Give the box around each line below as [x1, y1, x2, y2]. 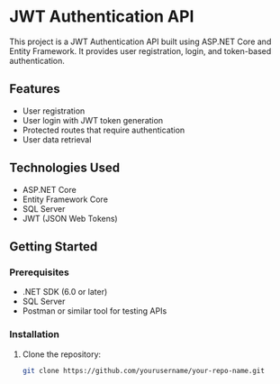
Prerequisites [9, 266, 69, 279]
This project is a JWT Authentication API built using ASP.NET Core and [9, 36, 272, 47]
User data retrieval [22, 133, 92, 145]
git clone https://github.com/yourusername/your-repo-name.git [22, 366, 266, 375]
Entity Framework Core [22, 194, 108, 205]
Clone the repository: [22, 349, 102, 360]
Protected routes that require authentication [22, 124, 185, 135]
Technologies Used [9, 160, 120, 176]
